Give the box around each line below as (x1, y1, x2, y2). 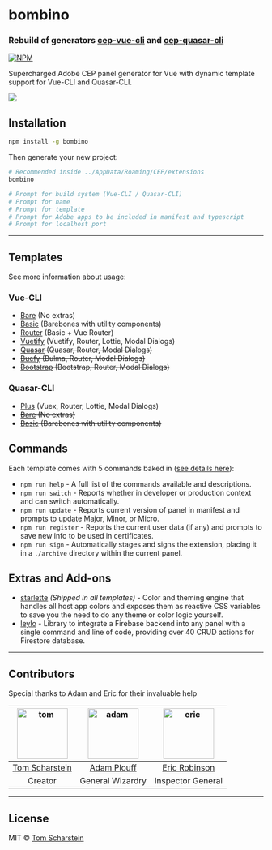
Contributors (8, 667, 75, 680)
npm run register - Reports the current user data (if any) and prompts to (19, 522, 263, 532)
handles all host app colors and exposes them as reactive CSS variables (19, 602, 261, 612)
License (8, 811, 49, 825)
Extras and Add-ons (8, 571, 112, 585)
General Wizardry (79, 775, 147, 787)
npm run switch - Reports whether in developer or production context (19, 487, 252, 497)
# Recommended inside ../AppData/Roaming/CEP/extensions (8, 168, 205, 176)
